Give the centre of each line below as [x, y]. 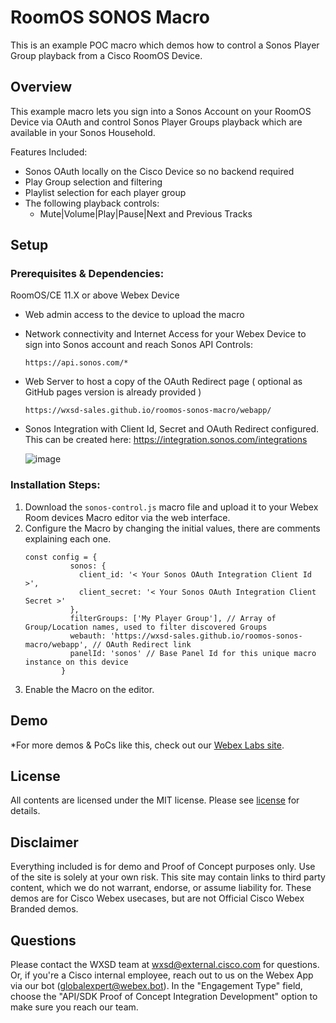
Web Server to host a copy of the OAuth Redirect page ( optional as [163, 382]
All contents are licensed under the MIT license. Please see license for [155, 800]
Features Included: [49, 152]
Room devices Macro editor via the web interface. [127, 517]
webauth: [88, 636]
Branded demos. [44, 909]
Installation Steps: [55, 485]
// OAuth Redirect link [142, 644]
